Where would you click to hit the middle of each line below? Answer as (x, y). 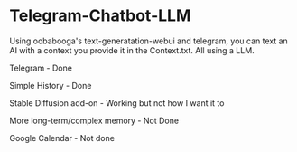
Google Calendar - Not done (62, 138)
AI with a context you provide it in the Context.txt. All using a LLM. (132, 50)
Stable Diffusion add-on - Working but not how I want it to (117, 103)
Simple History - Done (51, 85)
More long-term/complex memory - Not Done (94, 120)
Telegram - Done (41, 68)
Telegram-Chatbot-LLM (100, 16)
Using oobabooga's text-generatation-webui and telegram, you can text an (149, 41)
